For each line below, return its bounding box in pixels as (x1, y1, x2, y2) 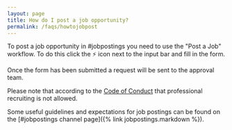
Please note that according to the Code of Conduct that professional (7, 87, 203, 95)
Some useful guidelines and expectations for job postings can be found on (7, 108, 221, 116)
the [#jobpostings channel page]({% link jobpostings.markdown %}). (7, 115, 205, 124)
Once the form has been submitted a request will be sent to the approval (7, 66, 215, 74)
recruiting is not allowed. (7, 95, 78, 103)
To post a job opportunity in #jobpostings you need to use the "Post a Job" (7, 42, 222, 51)
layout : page (7, 10, 45, 17)
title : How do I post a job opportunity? (7, 17, 129, 24)
